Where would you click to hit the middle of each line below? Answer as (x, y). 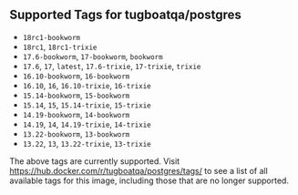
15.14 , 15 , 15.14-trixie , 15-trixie (87, 105)
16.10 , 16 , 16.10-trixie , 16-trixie (87, 85)
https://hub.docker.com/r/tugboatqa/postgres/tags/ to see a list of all (139, 170)
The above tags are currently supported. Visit (95, 161)
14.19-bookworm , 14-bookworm (76, 114)
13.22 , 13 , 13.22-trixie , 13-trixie (87, 143)
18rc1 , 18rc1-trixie (60, 46)
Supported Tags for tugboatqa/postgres (125, 15)
